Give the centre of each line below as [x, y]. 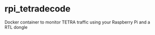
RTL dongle [16, 27]
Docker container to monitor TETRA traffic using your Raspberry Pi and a [77, 22]
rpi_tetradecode [38, 9]
